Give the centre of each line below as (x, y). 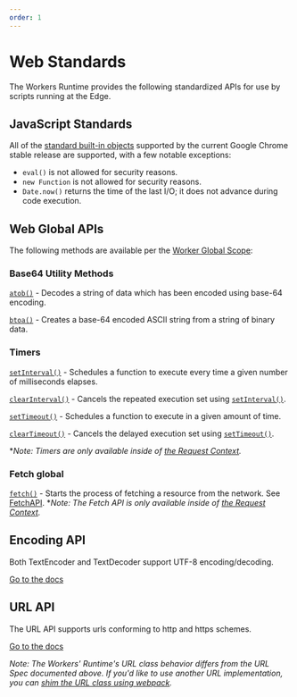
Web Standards (68, 61)
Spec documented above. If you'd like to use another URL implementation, (146, 673)
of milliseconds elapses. (54, 382)
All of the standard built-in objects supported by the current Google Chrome (148, 146)
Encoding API (48, 540)
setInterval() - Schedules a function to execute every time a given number (148, 372)
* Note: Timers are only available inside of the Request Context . (126, 450)
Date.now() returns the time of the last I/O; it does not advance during (150, 191)
